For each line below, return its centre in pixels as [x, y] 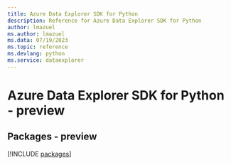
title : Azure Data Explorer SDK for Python [73, 14]
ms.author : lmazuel [36, 34]
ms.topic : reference [38, 47]
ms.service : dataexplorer [45, 60]
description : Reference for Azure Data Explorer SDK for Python [104, 21]
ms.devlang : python [36, 54]
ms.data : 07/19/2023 [38, 41]
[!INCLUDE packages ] [39, 154]
